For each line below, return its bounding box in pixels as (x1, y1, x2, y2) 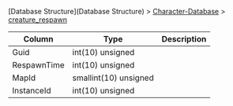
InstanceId (12, 86, 51, 96)
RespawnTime (12, 60, 65, 70)
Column (23, 34, 54, 44)
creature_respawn (8, 15, 67, 24)
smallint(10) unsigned (72, 72, 154, 83)
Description (161, 34, 207, 44)
